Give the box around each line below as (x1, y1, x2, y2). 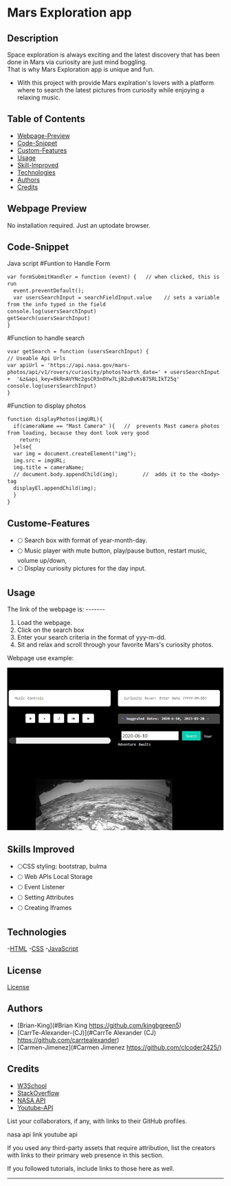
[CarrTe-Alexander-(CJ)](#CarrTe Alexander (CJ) (16, 1028, 157, 1036)
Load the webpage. (16, 619, 72, 627)
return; (19, 437, 41, 444)
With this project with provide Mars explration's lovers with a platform (16, 79, 214, 87)
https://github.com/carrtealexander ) (16, 1036, 120, 1044)
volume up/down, (16, 557, 67, 565)
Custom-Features (16, 146, 67, 155)
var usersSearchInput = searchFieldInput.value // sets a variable (13, 295, 220, 302)
